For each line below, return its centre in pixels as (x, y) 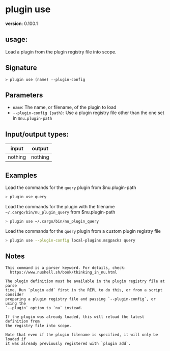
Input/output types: (37, 134)
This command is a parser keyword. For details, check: (66, 268)
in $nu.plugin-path (32, 118)
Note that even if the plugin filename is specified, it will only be (82, 335)
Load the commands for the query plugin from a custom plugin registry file (83, 231)
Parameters (24, 95)
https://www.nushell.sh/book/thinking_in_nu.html (63, 273)
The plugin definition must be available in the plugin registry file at (85, 281)
